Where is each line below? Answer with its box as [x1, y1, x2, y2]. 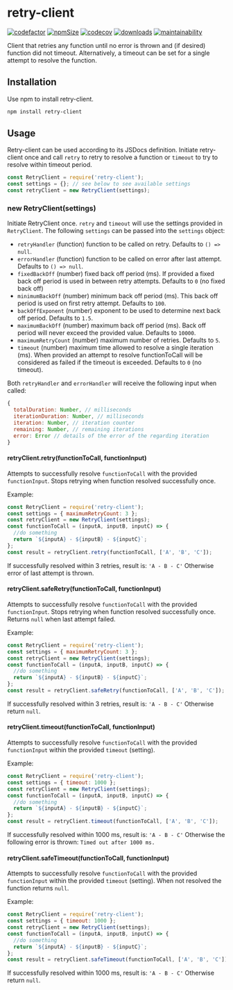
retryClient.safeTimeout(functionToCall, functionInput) [7, 854, 170, 862]
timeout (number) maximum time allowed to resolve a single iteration [17, 343, 214, 352]
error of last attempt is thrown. [7, 569, 94, 577]
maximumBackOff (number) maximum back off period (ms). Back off [17, 321, 207, 330]
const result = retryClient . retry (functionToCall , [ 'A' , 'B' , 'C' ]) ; [7, 549, 213, 555]
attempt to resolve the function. [7, 56, 97, 64]
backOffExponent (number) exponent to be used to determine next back [17, 307, 221, 315]
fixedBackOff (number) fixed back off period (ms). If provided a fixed [17, 270, 215, 278]
